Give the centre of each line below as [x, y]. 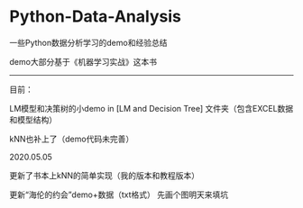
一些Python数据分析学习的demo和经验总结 [88, 42]
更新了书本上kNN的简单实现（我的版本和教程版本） [105, 175]
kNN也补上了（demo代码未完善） [72, 139]
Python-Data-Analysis [96, 17]
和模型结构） [33, 120]
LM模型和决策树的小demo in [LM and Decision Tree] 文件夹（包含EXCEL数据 [151, 108]
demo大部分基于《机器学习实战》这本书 [83, 61]
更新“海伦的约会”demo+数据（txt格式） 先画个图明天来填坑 [119, 194]
